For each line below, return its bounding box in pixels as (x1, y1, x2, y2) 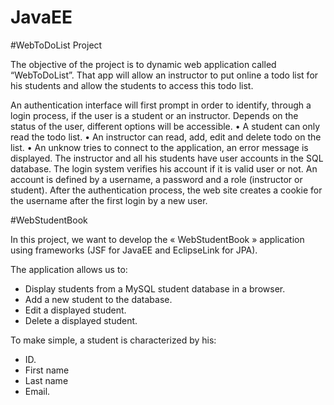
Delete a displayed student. (24, 314, 138, 326)
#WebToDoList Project (10, 39, 103, 51)
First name (24, 364, 70, 376)
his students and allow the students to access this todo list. (10, 79, 254, 91)
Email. (24, 385, 51, 397)
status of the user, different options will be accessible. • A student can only (10, 120, 321, 132)
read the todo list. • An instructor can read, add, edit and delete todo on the (10, 131, 322, 143)
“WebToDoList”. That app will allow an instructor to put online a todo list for (10, 69, 319, 81)
